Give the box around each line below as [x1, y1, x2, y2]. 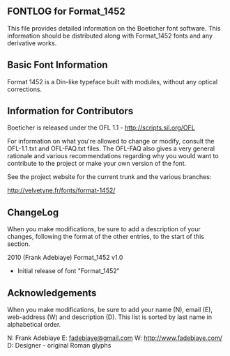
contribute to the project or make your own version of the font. [7, 160, 187, 168]
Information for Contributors [7, 105, 134, 117]
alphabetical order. [7, 320, 61, 329]
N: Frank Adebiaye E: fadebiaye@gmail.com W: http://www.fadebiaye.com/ [7, 334, 223, 342]
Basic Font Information [7, 59, 108, 71]
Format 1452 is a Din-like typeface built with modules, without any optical [7, 77, 218, 86]
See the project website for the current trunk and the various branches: [7, 173, 212, 181]
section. [7, 240, 31, 248]
